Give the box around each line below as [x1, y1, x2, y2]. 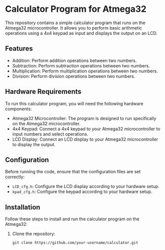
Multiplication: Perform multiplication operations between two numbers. [12, 68, 158, 74]
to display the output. [12, 141, 56, 147]
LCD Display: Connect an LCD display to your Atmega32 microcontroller [12, 136, 159, 142]
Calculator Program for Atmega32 [5, 3, 147, 15]
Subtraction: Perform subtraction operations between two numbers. [12, 62, 150, 68]
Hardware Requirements [5, 88, 82, 96]
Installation [5, 203, 40, 211]
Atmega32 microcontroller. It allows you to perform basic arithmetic [5, 25, 142, 31]
